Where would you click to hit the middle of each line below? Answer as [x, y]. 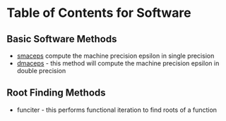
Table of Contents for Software [99, 13]
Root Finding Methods [56, 93]
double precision [41, 71]
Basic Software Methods [62, 39]
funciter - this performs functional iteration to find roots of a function [117, 110]
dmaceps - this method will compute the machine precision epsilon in [118, 63]
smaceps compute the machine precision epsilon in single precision [115, 56]
